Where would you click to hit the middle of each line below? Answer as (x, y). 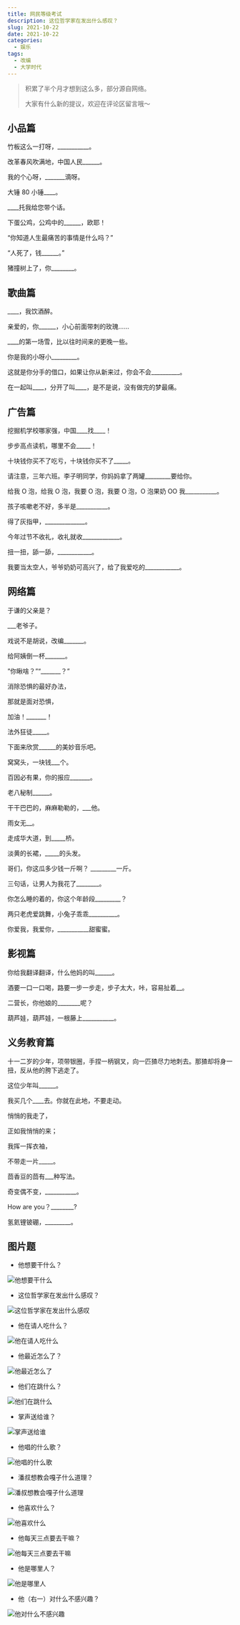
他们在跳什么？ (40, 1386)
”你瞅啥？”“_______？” (39, 671)
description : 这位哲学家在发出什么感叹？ (63, 21)
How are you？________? (42, 1206)
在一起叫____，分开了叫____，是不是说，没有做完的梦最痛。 (94, 387)
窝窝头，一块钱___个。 (40, 762)
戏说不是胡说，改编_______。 (49, 641)
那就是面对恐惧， (32, 701)
